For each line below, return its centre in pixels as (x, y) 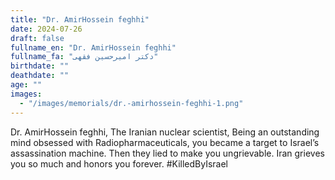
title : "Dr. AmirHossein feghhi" (80, 19)
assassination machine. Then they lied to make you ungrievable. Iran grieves (167, 153)
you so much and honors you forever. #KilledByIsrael (119, 163)
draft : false (37, 38)
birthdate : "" (40, 66)
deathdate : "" (40, 76)
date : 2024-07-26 (46, 29)
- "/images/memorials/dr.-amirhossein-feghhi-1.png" (131, 103)
